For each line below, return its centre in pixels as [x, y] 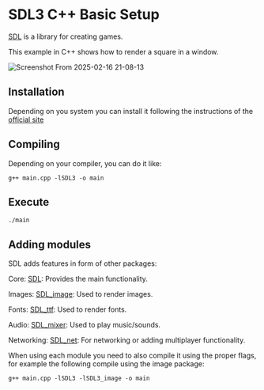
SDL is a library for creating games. [66, 36]
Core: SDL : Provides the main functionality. [78, 279]
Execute [29, 202]
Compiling [34, 144]
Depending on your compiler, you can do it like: [85, 163]
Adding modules [49, 244]
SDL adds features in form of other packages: [83, 263]
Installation [36, 92]
